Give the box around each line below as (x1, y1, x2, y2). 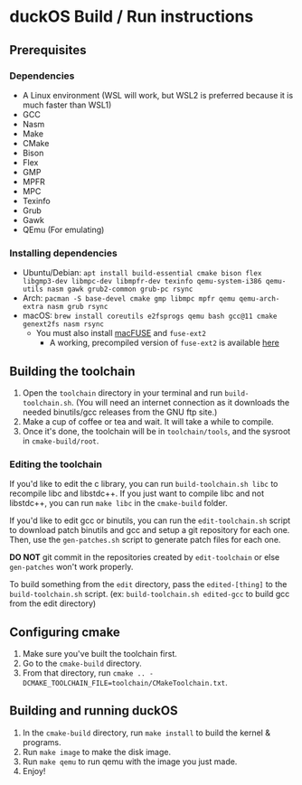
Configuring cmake (9, 624, 120, 640)
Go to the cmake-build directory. (22, 658, 142, 669)
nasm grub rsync (46, 303, 109, 312)
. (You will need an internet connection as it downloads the (71, 397, 290, 407)
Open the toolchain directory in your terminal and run (22, 387, 223, 398)
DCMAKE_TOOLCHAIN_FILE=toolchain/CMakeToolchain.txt (22, 679, 226, 688)
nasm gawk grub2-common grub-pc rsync (46, 285, 193, 294)
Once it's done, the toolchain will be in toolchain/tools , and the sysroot (22, 425, 291, 436)
